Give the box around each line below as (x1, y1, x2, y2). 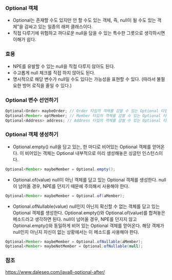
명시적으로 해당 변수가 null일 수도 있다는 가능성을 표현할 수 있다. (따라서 (12, 76, 156, 82)
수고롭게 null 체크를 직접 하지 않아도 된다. (12, 69, 96, 75)
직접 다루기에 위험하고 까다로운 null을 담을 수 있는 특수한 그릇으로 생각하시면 (12, 30, 165, 36)
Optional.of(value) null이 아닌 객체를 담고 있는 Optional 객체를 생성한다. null (12, 176, 166, 183)
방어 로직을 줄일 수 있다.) (22, 82, 72, 88)
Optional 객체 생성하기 (5, 131, 59, 138)
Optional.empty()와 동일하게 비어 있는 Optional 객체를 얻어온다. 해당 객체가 (12, 222, 165, 229)
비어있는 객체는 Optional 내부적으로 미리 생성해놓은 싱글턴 (25, 150, 141, 156)
